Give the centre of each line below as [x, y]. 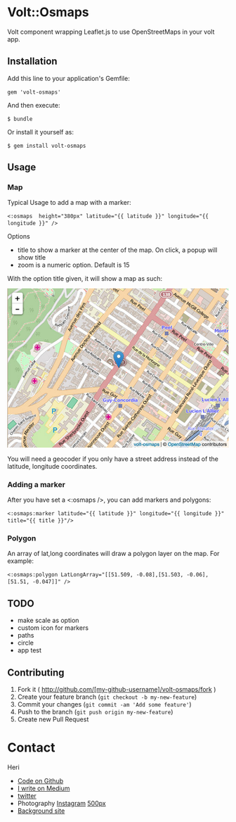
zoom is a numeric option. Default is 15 [73, 265]
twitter [27, 795]
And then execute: [34, 105]
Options [19, 236]
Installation [32, 62]
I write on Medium [44, 788]
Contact [31, 748]
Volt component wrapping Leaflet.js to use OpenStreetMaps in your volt [111, 32]
